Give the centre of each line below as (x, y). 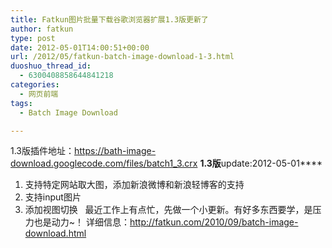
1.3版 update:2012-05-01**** (261, 163)
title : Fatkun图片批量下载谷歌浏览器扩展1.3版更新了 (109, 19)
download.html (55, 233)
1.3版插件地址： (42, 151)
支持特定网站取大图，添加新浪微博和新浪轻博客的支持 (134, 185)
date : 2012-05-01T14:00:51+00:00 (80, 47)
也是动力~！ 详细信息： (81, 222)
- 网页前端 (39, 94)
